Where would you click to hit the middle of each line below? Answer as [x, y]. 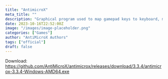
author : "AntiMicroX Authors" [37, 38]
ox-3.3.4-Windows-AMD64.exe [37, 71]
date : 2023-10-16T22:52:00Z [34, 24]
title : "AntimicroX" [27, 10]
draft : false [19, 47]
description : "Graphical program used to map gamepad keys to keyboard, [82, 19]
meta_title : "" [21, 14]
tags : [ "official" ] [25, 42]
